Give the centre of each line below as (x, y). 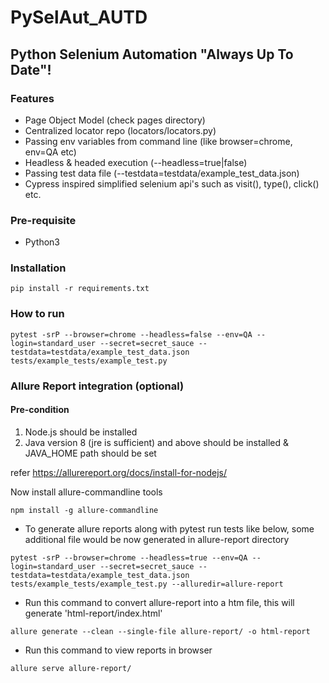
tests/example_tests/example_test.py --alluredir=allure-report (147, 584)
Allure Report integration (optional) (97, 386)
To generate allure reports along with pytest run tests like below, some (169, 528)
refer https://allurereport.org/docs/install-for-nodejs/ (119, 472)
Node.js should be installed (81, 432)
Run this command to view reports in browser (118, 650)
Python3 (42, 242)
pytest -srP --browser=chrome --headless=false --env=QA (131, 334)
